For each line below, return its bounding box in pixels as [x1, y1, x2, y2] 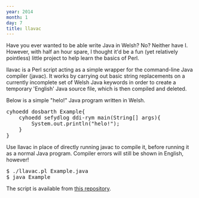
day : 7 [6, 20, 23, 26]
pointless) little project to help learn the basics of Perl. [6, 54, 139, 62]
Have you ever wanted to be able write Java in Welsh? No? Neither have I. [6, 42, 188, 49]
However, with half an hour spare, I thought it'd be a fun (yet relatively [6, 48, 178, 56]
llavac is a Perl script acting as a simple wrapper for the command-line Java [6, 66, 193, 74]
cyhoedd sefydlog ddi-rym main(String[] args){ [19, 114, 161, 121]
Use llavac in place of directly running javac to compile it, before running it [6, 144, 189, 151]
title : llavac [6, 25, 42, 32]
